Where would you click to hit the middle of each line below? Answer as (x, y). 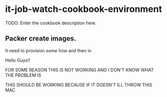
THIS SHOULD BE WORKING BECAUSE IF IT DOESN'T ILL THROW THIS (79, 85)
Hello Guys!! (18, 60)
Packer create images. (41, 39)
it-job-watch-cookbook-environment (83, 9)
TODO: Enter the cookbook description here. (51, 23)
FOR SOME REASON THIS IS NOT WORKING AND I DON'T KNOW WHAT (80, 70)
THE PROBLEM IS (23, 75)
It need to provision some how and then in (48, 50)
